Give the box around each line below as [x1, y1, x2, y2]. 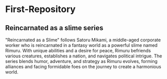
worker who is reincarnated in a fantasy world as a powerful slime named [5, 42, 158, 48]
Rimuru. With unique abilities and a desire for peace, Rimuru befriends [5, 48, 151, 53]
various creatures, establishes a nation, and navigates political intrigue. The [5, 53, 162, 59]
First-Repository [5, 4, 76, 15]
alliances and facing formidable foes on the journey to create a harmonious [5, 64, 161, 69]
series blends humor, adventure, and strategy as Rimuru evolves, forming [5, 58, 158, 64]
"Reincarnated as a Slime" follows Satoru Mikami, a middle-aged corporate [5, 37, 161, 43]
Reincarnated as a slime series [5, 24, 103, 32]
